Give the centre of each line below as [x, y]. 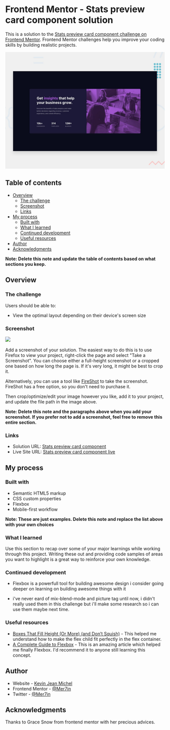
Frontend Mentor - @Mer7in [42, 688]
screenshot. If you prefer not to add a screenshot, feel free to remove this [84, 417]
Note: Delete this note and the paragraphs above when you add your [78, 412]
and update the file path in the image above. [51, 401]
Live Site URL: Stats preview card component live [64, 452]
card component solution [59, 20]
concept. [22, 655]
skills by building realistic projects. [41, 45]
